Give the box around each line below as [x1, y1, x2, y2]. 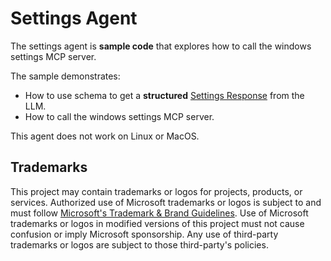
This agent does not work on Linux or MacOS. [10, 130, 200, 142]
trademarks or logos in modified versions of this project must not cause [10, 217, 305, 229]
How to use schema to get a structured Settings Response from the [24, 89, 305, 101]
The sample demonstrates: [10, 70, 121, 82]
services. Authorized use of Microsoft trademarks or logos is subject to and [10, 196, 322, 208]
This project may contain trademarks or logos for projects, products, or [10, 185, 303, 197]
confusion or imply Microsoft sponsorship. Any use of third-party [10, 228, 279, 240]
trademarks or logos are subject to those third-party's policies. [10, 238, 269, 251]
